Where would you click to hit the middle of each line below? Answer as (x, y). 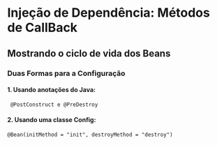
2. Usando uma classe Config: (52, 120)
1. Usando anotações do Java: (52, 90)
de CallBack (43, 28)
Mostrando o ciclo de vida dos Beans (89, 53)
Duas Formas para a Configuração (66, 73)
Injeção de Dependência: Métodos (109, 13)
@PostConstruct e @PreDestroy (54, 105)
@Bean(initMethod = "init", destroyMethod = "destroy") (90, 135)
